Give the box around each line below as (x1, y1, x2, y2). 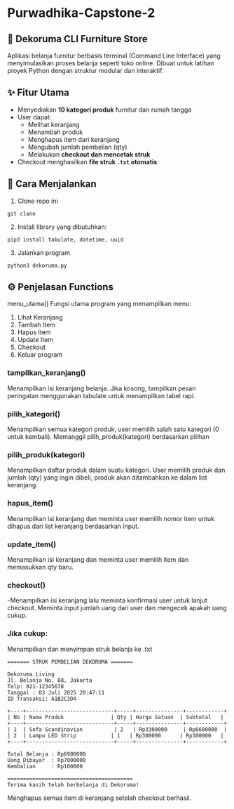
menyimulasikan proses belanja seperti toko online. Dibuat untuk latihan (7, 59, 214, 67)
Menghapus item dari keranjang (27, 135, 120, 143)
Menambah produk (27, 128, 83, 136)
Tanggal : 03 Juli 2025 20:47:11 (7, 689, 105, 696)
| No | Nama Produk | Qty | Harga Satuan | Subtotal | (7, 713, 224, 721)
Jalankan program (17, 248, 70, 257)
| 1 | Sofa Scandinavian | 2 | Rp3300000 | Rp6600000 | (7, 725, 228, 733)
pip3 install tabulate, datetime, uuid (7, 236, 124, 243)
